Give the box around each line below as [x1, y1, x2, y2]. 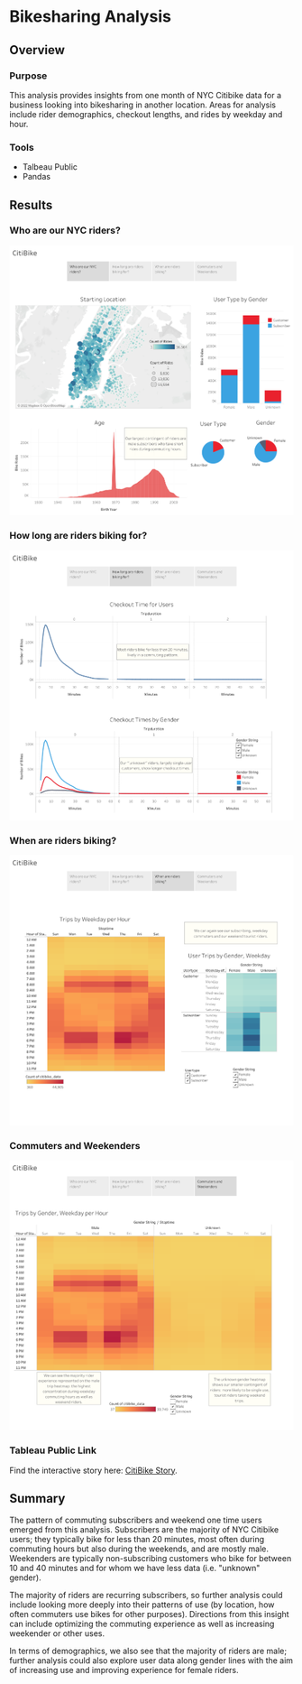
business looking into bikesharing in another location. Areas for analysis [9, 99, 277, 110]
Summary [9, 1491, 66, 1506]
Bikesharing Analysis [9, 6, 171, 27]
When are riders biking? [9, 834, 117, 847]
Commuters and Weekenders [9, 1139, 141, 1152]
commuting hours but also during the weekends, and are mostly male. [9, 1543, 269, 1554]
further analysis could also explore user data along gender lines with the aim [9, 1655, 294, 1666]
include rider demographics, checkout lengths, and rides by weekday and [9, 108, 283, 119]
